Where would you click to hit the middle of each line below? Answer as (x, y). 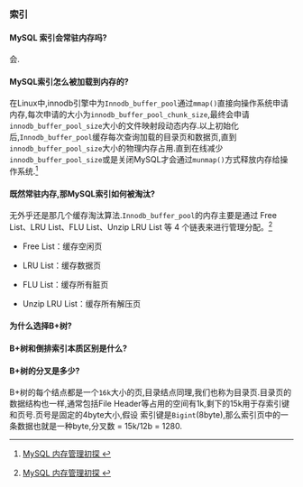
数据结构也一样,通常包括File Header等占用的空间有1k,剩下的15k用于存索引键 (150, 404)
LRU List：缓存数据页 (62, 265)
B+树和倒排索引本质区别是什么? (69, 348)
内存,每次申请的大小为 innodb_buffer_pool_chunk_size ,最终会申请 (129, 115)
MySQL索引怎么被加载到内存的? (69, 81)
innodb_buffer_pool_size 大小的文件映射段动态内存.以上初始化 (124, 126)
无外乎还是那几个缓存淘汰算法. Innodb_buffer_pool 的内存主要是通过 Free (143, 216)
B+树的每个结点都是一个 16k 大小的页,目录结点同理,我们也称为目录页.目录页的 (151, 392)
